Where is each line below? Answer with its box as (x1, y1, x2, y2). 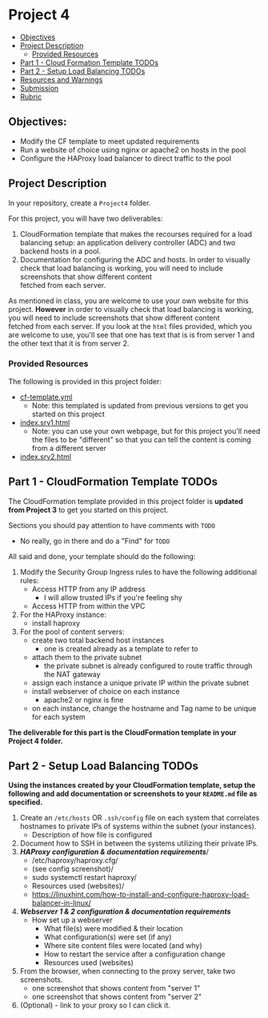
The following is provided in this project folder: (8, 376, 162, 386)
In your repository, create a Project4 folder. (8, 198, 151, 208)
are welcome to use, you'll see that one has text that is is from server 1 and (8, 330, 254, 339)
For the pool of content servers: (19, 627, 125, 636)
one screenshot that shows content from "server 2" (31, 992, 202, 1002)
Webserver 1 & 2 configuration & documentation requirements (19, 906, 231, 916)
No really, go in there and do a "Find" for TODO (19, 536, 170, 546)
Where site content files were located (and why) (43, 941, 202, 951)
